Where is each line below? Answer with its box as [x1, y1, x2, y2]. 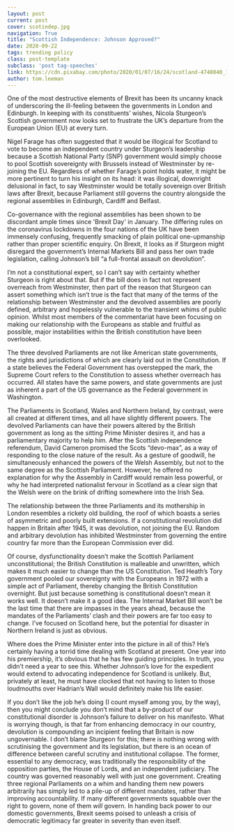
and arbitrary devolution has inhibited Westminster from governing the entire [7, 531, 227, 540]
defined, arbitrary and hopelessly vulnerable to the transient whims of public [7, 305, 227, 314]
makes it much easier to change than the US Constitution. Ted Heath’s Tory [7, 567, 223, 576]
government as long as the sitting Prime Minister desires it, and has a [7, 429, 205, 437]
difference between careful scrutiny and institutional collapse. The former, [7, 750, 220, 758]
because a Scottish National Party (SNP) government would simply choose [7, 152, 222, 161]
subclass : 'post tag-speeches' [7, 62, 98, 69]
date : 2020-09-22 [7, 43, 58, 50]
